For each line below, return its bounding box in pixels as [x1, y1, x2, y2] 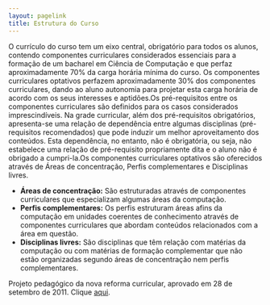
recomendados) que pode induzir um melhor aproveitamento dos [43, 127, 260, 137]
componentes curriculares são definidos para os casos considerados [8, 102, 239, 111]
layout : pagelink [8, 11, 67, 20]
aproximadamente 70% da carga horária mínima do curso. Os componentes [8, 67, 260, 77]
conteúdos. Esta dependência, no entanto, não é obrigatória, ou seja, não [8, 136, 252, 145]
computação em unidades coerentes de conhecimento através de [19, 211, 239, 221]
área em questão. [19, 228, 79, 238]
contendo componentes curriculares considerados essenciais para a [8, 50, 236, 60]
